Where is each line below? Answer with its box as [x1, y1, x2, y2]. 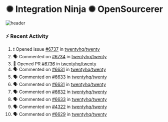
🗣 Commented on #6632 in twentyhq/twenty [12, 89, 107, 95]
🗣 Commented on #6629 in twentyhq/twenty [12, 111, 107, 118]
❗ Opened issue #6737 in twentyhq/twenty [12, 46, 100, 52]
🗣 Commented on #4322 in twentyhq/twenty [12, 104, 107, 110]
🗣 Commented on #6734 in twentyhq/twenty [12, 54, 107, 60]
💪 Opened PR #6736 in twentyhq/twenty [12, 61, 96, 67]
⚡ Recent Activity [5, 32, 49, 39]
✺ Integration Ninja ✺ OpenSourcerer [6, 3, 163, 15]
